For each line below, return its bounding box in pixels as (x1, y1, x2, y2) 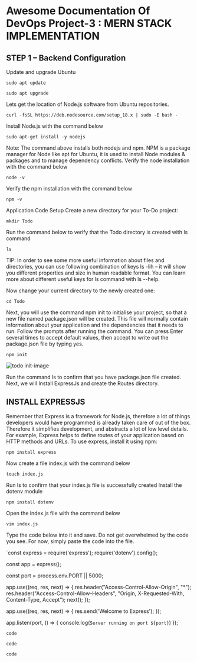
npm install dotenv (6, 499, 54, 505)
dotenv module (6, 487, 43, 495)
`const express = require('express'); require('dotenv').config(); (6, 549, 158, 556)
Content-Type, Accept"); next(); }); (6, 596, 90, 603)
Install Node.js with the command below (6, 122, 103, 130)
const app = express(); (6, 560, 62, 567)
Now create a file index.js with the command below (6, 460, 131, 467)
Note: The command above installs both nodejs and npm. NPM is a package (6, 144, 191, 151)
